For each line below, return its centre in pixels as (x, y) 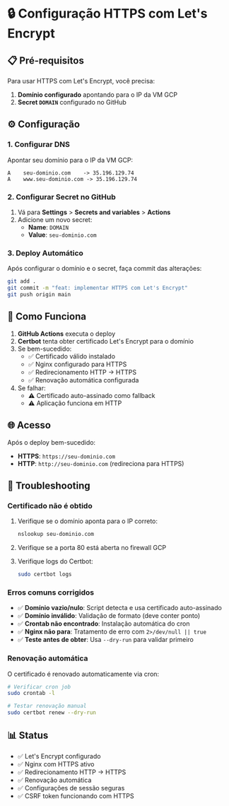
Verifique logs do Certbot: (55, 561)
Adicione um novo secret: (55, 219)
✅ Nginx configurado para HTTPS (77, 364)
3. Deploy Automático (45, 253)
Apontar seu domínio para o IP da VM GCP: (70, 160)
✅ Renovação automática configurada (83, 380)
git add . (22, 281)
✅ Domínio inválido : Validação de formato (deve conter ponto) (109, 616)
